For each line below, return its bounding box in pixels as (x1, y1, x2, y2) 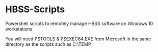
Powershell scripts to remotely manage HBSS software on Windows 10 (5, 20, 153, 27)
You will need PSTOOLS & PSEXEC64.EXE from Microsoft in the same (5, 36, 151, 42)
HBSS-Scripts (5, 4, 65, 15)
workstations (5, 25, 33, 32)
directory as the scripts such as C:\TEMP (5, 41, 91, 47)
